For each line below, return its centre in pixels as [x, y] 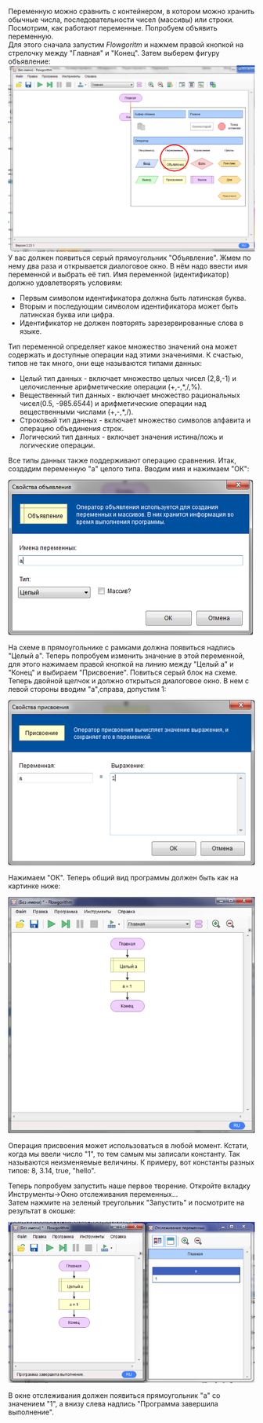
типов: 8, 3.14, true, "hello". [52, 1171]
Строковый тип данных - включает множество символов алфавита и [135, 420]
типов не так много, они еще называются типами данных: [105, 364]
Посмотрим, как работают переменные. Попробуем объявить [113, 28]
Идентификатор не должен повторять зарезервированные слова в [131, 323]
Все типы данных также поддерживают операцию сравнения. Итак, [122, 461]
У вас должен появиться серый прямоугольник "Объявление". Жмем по [130, 258]
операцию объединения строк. [72, 429]
